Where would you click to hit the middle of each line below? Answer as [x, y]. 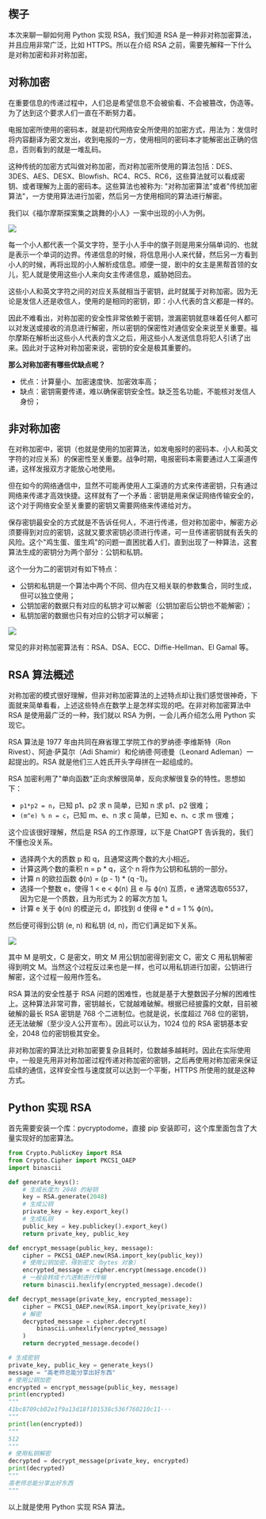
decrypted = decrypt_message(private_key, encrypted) [99, 1461]
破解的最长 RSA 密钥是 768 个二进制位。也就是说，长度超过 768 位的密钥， [131, 1014]
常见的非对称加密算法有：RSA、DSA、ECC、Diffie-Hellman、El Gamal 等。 [131, 647]
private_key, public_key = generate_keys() [81, 1365]
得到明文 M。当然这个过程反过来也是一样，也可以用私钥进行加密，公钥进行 [130, 967]
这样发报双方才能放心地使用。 [70, 469]
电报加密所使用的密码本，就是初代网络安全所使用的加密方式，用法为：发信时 [133, 129]
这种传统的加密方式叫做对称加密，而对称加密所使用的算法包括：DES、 [123, 166]
